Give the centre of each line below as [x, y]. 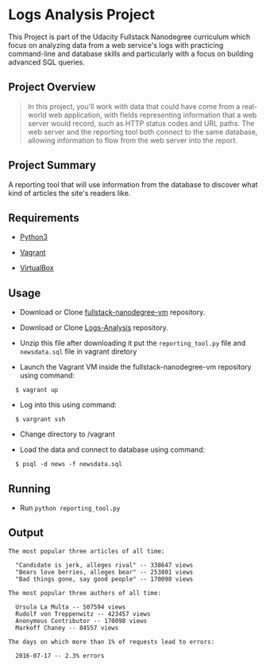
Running [30, 489]
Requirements [44, 218]
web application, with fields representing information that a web [152, 115]
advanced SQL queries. [47, 62]
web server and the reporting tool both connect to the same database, [143, 131]
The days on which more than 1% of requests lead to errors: [112, 642]
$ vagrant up [37, 390]
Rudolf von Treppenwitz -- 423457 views [83, 614]
